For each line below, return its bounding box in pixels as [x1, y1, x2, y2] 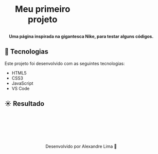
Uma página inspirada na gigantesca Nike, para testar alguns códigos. [9, 34, 154, 39]
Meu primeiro [15, 4, 70, 15]
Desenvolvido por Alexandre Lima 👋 [45, 143, 117, 149]
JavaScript [11, 80, 34, 86]
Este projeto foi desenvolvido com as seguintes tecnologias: [4, 60, 125, 66]
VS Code [11, 85, 30, 91]
